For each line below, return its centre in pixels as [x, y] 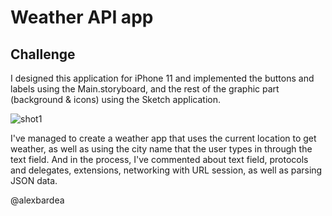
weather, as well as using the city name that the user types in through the [161, 149]
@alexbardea [37, 200]
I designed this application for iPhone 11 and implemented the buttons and [162, 78]
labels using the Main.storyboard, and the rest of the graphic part [145, 89]
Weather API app [82, 17]
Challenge [43, 54]
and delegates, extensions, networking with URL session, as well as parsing [166, 170]
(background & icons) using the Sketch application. [115, 99]
